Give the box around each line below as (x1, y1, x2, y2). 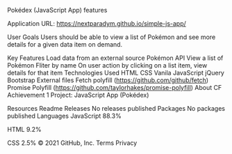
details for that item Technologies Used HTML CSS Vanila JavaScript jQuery (7, 69, 224, 77)
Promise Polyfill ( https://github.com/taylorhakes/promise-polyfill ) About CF (7, 84, 222, 91)
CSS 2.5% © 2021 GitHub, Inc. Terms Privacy (7, 139, 138, 147)
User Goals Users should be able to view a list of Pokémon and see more (7, 33, 216, 41)
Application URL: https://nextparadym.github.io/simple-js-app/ (7, 20, 186, 27)
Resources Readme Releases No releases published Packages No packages (7, 105, 226, 112)
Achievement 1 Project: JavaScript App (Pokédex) (7, 91, 149, 99)
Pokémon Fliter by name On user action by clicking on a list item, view (7, 61, 208, 69)
